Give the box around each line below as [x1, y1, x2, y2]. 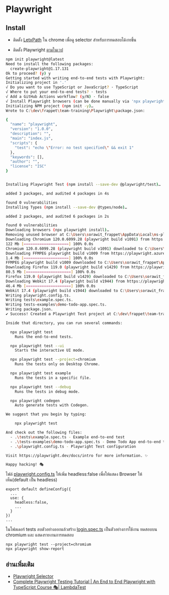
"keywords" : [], [10, 155, 44, 160]
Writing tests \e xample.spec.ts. [6, 297, 73, 303]
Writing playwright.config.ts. [6, 292, 71, 298]
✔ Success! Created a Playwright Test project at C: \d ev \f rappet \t [6, 312, 150, 317]
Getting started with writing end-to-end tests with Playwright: [6, 75, 145, 81]
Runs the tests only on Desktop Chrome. [15, 362, 100, 367]
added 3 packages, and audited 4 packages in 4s [6, 191, 109, 196]
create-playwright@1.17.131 [10, 66, 69, 71]
